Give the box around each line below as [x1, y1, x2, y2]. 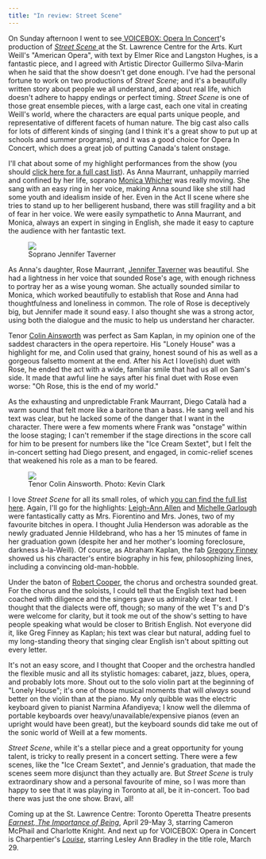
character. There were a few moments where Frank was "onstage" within [8, 422, 248, 431]
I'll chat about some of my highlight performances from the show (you [8, 158, 237, 168]
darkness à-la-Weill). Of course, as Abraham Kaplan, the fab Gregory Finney [8, 545, 258, 554]
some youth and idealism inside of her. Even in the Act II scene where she [8, 192, 250, 202]
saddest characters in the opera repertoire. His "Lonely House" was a [8, 339, 236, 349]
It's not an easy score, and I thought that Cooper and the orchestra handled [8, 660, 256, 669]
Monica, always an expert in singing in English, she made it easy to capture [8, 218, 254, 227]
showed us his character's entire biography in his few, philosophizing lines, [8, 553, 254, 563]
